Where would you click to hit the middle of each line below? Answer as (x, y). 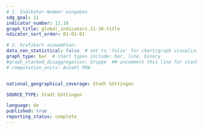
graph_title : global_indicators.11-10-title (63, 29)
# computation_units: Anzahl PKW (48, 68)
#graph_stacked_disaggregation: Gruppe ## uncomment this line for (94, 62)
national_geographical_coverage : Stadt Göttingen (70, 84)
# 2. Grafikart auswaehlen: (42, 45)
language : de (23, 105)
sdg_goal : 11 (23, 17)
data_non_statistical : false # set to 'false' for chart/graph (89, 51)
